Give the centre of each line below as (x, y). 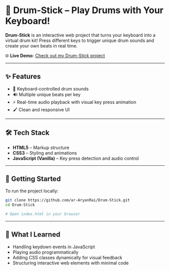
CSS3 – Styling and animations (45, 153)
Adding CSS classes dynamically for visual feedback (67, 257)
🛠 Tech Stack (27, 133)
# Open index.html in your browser (43, 214)
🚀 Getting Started (33, 179)
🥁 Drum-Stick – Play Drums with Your (84, 10)
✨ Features (23, 77)
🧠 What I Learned (33, 235)
